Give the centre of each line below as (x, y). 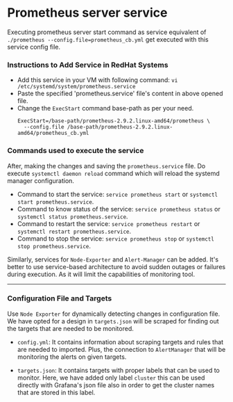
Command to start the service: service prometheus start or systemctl (118, 194)
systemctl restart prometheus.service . (74, 231)
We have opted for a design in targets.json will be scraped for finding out (113, 321)
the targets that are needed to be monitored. (70, 328)
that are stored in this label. (56, 392)
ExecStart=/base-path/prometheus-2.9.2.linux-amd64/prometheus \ (113, 121)
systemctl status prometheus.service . (72, 216)
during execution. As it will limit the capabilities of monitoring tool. (101, 274)
